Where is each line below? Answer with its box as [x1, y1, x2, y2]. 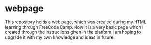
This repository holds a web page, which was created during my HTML [5, 19, 147, 25]
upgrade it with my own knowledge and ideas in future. [5, 34, 115, 40]
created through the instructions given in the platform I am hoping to [5, 29, 141, 35]
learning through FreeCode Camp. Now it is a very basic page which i [5, 24, 144, 30]
